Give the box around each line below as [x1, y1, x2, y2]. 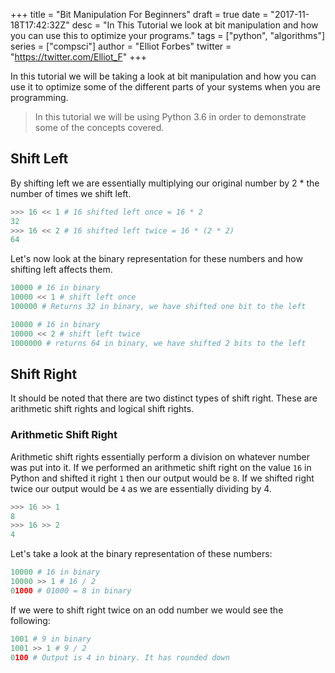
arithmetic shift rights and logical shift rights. [10, 403, 195, 415]
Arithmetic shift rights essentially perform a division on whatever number [10, 450, 311, 463]
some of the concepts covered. [34, 122, 165, 133]
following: [10, 614, 51, 626]
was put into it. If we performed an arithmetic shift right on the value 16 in [10, 461, 312, 473]
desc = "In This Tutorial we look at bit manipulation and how [71, 19, 319, 31]
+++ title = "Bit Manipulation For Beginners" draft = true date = [10, 9, 269, 20]
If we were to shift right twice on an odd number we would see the [10, 604, 284, 616]
